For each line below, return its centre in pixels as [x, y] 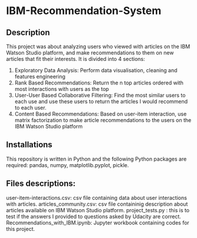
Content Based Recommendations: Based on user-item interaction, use [101, 114]
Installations [29, 145]
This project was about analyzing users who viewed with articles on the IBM [98, 46]
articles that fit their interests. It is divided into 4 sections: [76, 59]
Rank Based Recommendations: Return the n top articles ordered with [99, 83]
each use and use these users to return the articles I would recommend [101, 101]
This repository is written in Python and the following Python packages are [96, 159]
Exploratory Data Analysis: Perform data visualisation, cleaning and [96, 70]
